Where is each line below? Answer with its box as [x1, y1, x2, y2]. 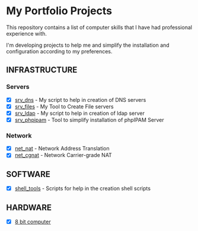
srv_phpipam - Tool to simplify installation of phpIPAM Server [14, 116, 164, 123]
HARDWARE [6, 203, 52, 213]
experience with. [6, 30, 47, 37]
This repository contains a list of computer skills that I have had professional [6, 24, 193, 31]
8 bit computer [14, 218, 52, 225]
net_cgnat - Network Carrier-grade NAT [14, 152, 113, 159]
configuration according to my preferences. [6, 47, 113, 54]
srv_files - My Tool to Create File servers [14, 102, 114, 110]
